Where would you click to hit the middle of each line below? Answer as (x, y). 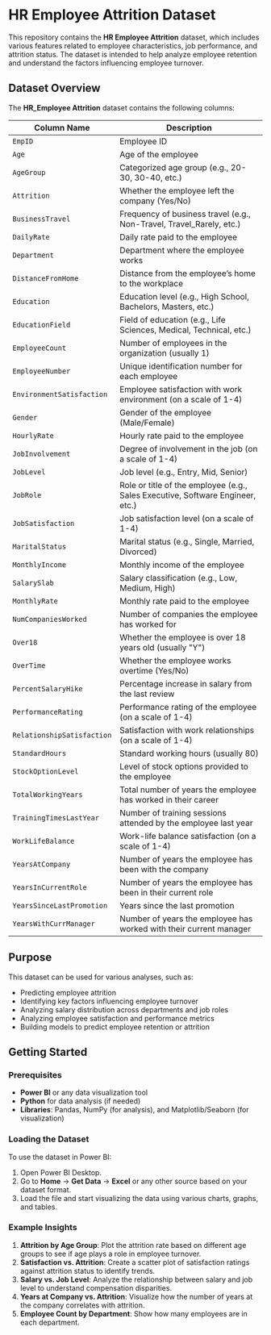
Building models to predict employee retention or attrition (115, 1027)
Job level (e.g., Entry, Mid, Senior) (184, 472)
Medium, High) (148, 588)
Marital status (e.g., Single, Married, (187, 541)
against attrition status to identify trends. (88, 1270)
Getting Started (48, 1051)
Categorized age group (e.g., (174, 167)
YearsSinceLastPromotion (60, 905)
